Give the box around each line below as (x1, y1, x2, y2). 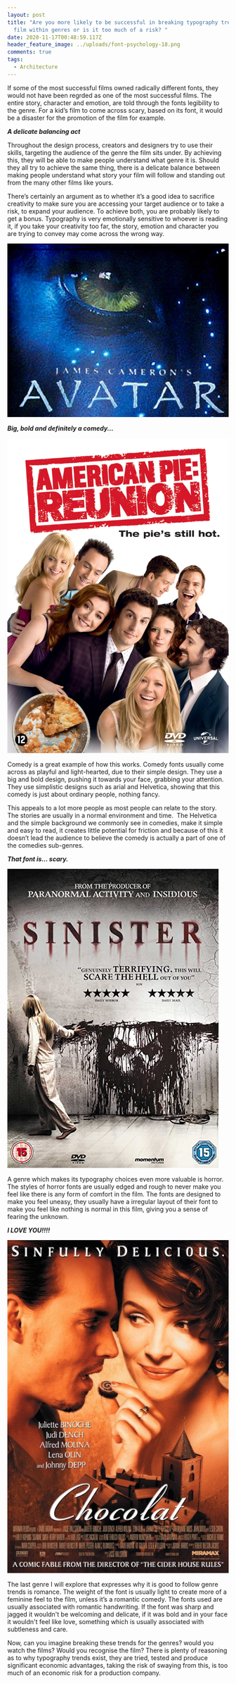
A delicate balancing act (7, 127, 81, 135)
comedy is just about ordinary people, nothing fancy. (7, 790, 160, 799)
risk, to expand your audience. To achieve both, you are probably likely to (7, 206, 220, 215)
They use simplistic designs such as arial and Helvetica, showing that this (7, 783, 220, 791)
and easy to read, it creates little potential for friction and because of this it (7, 826, 223, 835)
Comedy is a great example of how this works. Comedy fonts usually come (7, 760, 225, 769)
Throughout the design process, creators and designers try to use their (7, 141, 213, 149)
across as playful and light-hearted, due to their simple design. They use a (7, 768, 223, 776)
